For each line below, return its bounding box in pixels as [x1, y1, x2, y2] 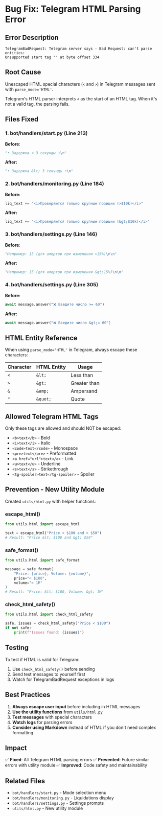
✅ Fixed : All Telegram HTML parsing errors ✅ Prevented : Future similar [5, 757, 149, 763]
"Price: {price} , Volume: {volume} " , [14, 571, 91, 576]
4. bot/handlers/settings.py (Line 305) [5, 281, 99, 288]
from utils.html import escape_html [5, 522, 80, 527]
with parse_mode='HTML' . [5, 86, 54, 92]
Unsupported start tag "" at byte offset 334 [5, 55, 99, 60]
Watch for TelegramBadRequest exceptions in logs [12, 676, 115, 682]
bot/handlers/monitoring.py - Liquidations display [12, 795, 114, 801]
